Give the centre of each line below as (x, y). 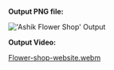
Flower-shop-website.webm (55, 58)
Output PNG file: (36, 12)
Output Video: (32, 42)
